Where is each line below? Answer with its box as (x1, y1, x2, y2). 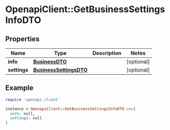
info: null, (10, 111, 36, 116)
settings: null (10, 116, 42, 121)
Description (92, 50, 122, 56)
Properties (5, 35, 40, 43)
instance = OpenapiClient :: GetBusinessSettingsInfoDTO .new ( (5, 106, 136, 111)
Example (5, 84, 34, 92)
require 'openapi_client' (5, 97, 60, 102)
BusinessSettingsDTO (33, 67, 88, 73)
